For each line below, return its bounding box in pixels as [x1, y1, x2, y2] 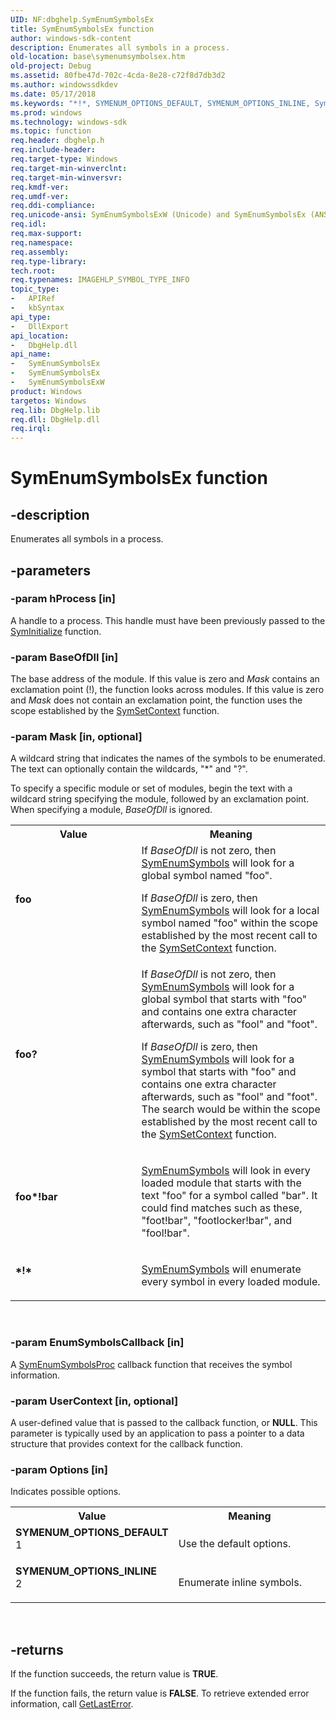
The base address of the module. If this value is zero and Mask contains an [10, 673, 320, 685]
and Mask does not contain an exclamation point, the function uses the [10, 694, 303, 706]
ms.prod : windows [10, 107, 83, 118]
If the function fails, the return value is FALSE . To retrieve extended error [10, 1687, 310, 1700]
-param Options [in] [10, 1462, 108, 1476]
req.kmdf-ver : [10, 182, 70, 192]
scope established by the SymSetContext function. [10, 705, 220, 717]
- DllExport [10, 321, 70, 331]
